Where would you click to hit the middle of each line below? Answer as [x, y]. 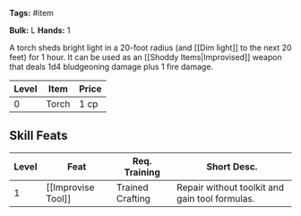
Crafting [133, 198]
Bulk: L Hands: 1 [40, 30]
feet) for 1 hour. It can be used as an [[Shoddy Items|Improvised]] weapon [146, 57]
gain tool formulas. [215, 198]
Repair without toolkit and [230, 187]
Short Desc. [232, 167]
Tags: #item [31, 13]
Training [142, 172]
